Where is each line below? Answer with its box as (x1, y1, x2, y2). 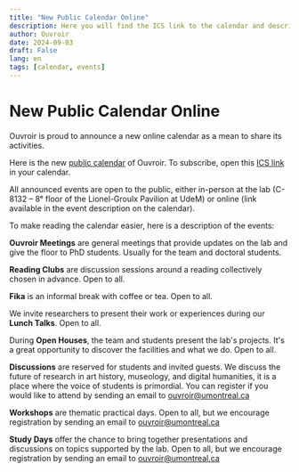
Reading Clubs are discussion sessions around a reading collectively (9, 264, 263, 274)
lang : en (9, 54, 42, 63)
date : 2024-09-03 (9, 37, 74, 47)
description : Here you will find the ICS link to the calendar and (9, 21, 265, 30)
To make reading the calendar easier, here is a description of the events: (9, 220, 275, 231)
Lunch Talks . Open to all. (9, 317, 101, 328)
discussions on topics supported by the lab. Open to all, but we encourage (9, 443, 282, 454)
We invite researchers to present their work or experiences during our (9, 308, 265, 319)
